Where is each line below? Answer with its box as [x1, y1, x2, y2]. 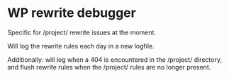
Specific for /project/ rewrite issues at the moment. [7, 28, 157, 37]
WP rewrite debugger [7, 5, 136, 21]
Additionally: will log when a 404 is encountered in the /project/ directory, [7, 55, 222, 64]
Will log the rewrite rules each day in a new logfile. [7, 41, 155, 50]
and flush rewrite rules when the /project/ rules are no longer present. [7, 63, 211, 71]
